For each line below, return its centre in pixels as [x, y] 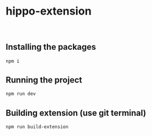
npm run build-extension [37, 127]
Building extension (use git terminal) [76, 113]
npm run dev [21, 94]
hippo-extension [49, 11]
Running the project [44, 80]
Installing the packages [51, 47]
